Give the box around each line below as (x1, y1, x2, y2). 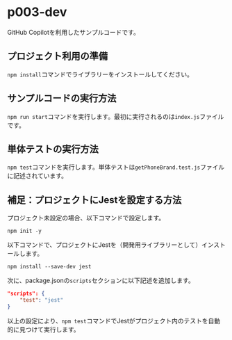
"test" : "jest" (19, 297, 64, 304)
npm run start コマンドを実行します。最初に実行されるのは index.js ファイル (7, 112, 224, 120)
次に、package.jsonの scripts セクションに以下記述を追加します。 (7, 276, 194, 285)
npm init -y (7, 227, 42, 235)
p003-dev (7, 4, 67, 20)
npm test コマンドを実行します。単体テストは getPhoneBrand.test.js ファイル (7, 163, 225, 171)
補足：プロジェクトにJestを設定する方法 (7, 194, 182, 206)
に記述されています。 (7, 172, 68, 180)
